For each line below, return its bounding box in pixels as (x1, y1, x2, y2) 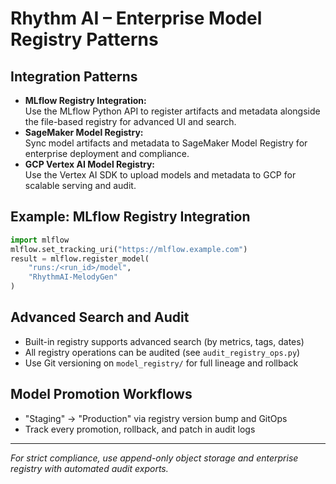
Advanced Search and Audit (10, 309, 190, 326)
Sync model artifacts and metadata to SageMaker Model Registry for (24, 137, 308, 149)
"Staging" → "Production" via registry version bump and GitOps (24, 412, 288, 424)
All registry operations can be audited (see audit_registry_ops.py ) (24, 346, 301, 358)
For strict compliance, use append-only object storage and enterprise (10, 452, 299, 464)
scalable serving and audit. (24, 180, 137, 191)
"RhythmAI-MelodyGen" (28, 272, 118, 282)
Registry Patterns (10, 28, 159, 51)
